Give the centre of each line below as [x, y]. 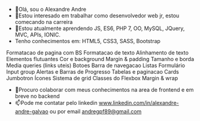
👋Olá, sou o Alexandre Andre [51, 9]
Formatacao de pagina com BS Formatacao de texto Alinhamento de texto [97, 53]
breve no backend [37, 96]
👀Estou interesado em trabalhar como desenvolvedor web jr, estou [97, 16]
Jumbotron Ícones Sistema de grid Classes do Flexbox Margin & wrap [92, 78]
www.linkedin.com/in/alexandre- [139, 103]
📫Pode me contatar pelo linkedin [56, 103]
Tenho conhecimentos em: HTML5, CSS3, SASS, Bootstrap [87, 41]
